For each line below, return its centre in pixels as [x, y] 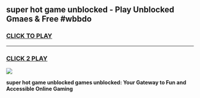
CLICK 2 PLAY [27, 58]
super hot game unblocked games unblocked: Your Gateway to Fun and [96, 82]
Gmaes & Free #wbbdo [49, 19]
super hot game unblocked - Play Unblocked [90, 10]
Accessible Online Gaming [40, 88]
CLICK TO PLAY [29, 36]
